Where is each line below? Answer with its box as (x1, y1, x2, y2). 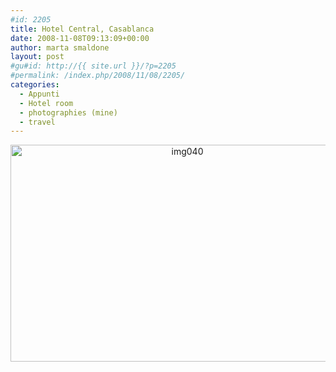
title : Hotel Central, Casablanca (10, 24, 155, 34)
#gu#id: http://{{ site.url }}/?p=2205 (10, 61, 177, 71)
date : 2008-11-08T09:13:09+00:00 (10, 33, 150, 43)
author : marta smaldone (10, 42, 110, 53)
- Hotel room (19, 98, 74, 108)
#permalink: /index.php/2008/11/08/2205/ (10, 71, 186, 81)
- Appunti (19, 89, 60, 99)
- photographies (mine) (19, 107, 118, 118)
